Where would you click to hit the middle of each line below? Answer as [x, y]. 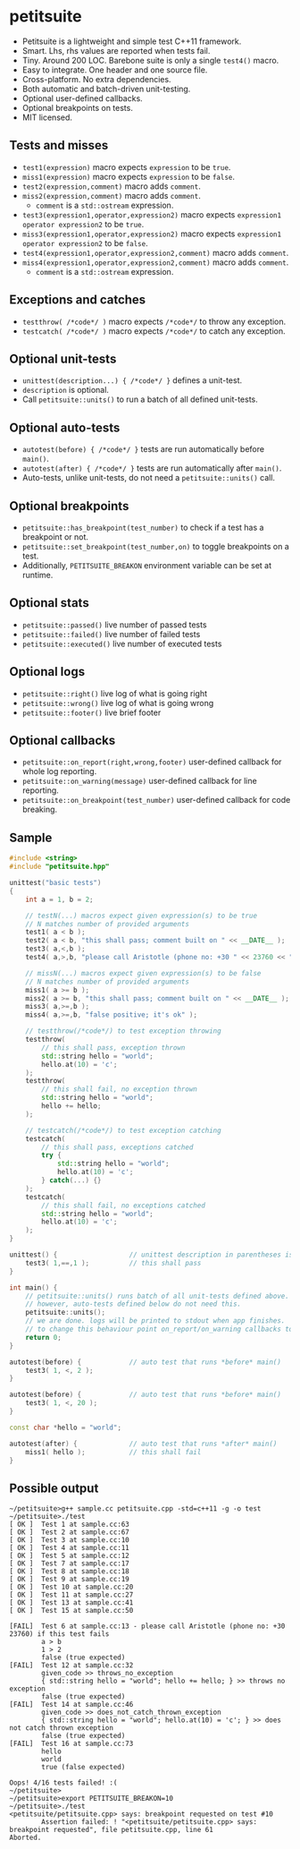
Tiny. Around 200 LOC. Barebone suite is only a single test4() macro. [150, 60]
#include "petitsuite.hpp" [59, 867]
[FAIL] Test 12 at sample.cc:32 [71, 1666]
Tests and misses [59, 145]
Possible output [54, 1488]
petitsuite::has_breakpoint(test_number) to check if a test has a [143, 527]
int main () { [33, 1287]
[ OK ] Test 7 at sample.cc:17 [69, 1564]
